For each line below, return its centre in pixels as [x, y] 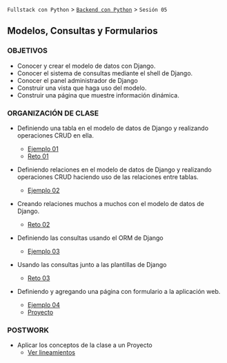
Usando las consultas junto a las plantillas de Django [92, 264]
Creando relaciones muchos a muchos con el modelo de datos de [111, 203]
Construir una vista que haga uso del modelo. [82, 88]
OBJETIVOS [28, 50]
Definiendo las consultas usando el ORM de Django [90, 238]
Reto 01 [38, 156]
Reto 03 [39, 278]
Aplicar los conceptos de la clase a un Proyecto [85, 345]
